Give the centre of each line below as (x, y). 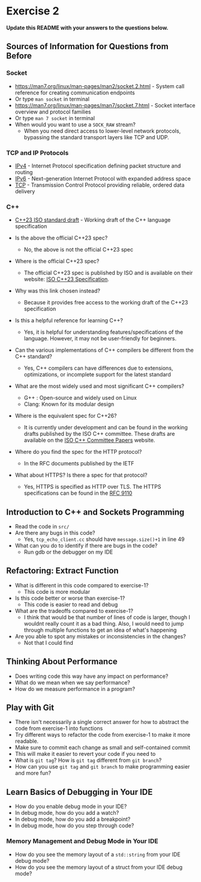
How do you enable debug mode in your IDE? (71, 806)
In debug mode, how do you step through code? (74, 826)
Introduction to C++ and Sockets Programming (95, 512)
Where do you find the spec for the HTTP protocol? (78, 452)
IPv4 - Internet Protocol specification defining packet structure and (98, 166)
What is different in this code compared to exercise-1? (82, 585)
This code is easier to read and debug (71, 604)
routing (24, 172)
